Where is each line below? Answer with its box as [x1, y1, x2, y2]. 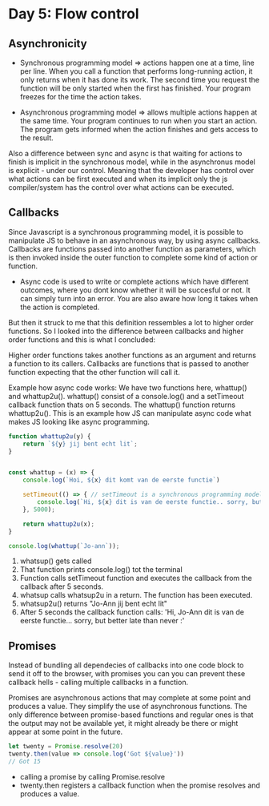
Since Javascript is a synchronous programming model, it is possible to [8, 227, 244, 236]
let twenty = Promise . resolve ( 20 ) [8, 743, 124, 751]
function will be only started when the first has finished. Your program [19, 83, 251, 93]
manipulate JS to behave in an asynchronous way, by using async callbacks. [8, 236, 261, 245]
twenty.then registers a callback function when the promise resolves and [19, 780, 260, 790]
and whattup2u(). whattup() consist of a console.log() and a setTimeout [8, 391, 244, 401]
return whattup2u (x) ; [22, 520, 94, 528]
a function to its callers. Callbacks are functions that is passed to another [8, 358, 250, 369]
